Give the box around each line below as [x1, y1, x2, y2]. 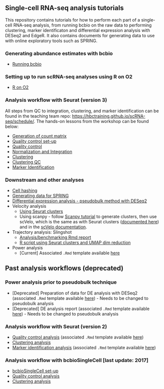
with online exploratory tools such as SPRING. [5, 38, 98, 44]
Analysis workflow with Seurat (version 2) [5, 323, 107, 330]
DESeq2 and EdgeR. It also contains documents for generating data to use [5, 32, 155, 38]
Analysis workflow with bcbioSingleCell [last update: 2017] [5, 357, 148, 364]
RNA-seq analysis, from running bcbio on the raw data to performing [13, 22, 152, 28]
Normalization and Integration [12, 148, 72, 154]
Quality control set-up [12, 138, 57, 144]
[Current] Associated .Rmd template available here [19, 250, 120, 256]
